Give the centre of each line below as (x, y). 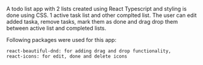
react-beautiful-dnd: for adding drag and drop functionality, (89, 51)
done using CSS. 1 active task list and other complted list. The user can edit (102, 15)
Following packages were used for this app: (61, 40)
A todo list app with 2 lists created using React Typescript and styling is (97, 9)
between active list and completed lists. (56, 28)
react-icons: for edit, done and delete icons (67, 56)
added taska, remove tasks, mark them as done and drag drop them (92, 22)
